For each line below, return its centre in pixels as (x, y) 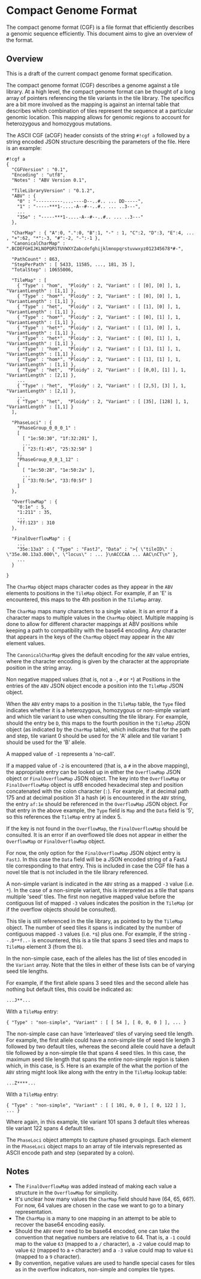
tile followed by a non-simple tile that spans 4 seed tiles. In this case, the (96, 1052)
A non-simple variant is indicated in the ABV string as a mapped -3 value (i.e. (100, 884)
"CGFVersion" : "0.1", (40, 169)
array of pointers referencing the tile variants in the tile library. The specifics (100, 98)
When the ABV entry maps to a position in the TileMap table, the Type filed (96, 704)
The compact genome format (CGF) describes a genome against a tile (93, 85)
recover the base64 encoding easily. (60, 1224)
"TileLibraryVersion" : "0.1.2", (53, 190)
